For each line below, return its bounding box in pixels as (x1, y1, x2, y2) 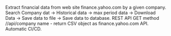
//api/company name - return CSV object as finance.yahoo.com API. (5, 20, 149, 26)
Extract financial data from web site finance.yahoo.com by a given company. (5, 5, 166, 10)
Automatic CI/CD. (5, 26, 42, 32)
